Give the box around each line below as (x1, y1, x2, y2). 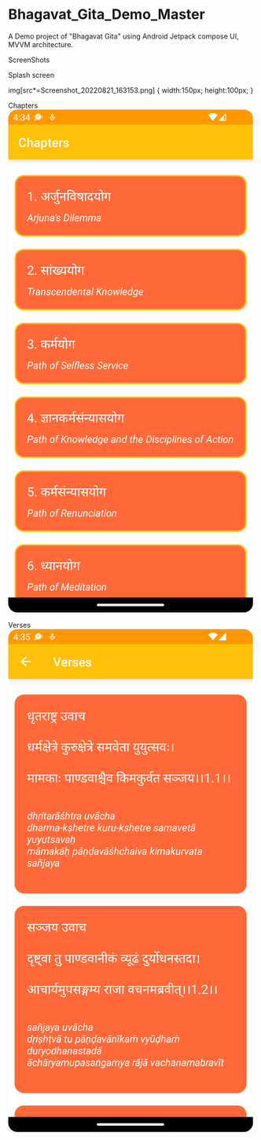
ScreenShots (8, 55, 50, 64)
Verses (8, 620, 31, 629)
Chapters (8, 101, 39, 110)
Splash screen (8, 70, 55, 79)
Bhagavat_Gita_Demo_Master (8, 5, 206, 24)
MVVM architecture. (8, 39, 74, 49)
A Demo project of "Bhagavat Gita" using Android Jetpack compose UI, (8, 31, 240, 41)
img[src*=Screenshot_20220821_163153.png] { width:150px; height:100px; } (8, 85, 254, 95)
